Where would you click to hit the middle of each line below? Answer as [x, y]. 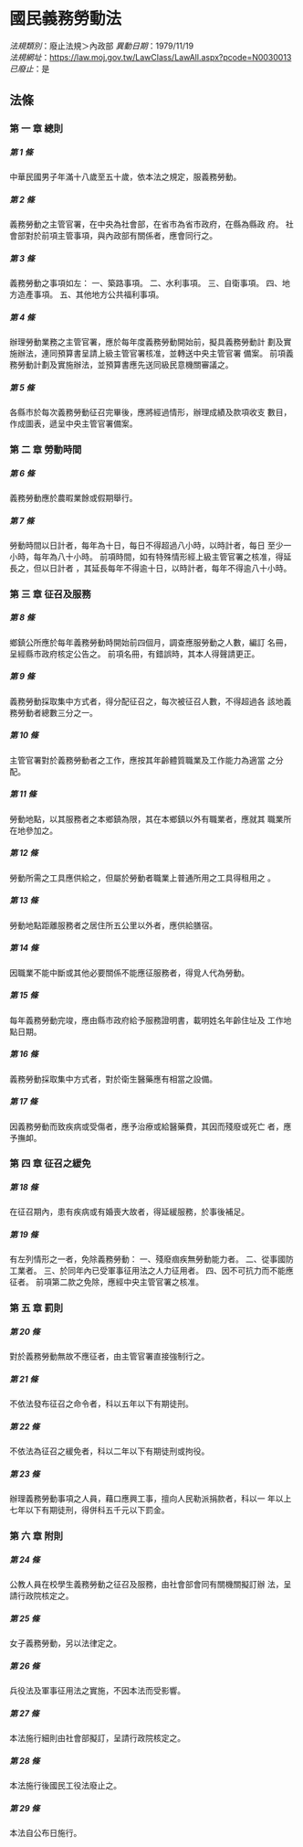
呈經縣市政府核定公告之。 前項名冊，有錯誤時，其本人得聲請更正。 [135, 654]
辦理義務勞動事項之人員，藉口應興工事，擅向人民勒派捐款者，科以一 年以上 [151, 1499]
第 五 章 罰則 [37, 1308]
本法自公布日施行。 [46, 1832]
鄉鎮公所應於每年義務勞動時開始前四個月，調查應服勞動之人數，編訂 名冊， [151, 642]
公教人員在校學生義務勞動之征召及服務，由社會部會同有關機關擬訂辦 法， [146, 1585]
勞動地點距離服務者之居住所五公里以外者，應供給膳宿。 [113, 925]
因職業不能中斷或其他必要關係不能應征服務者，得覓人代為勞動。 [129, 972]
